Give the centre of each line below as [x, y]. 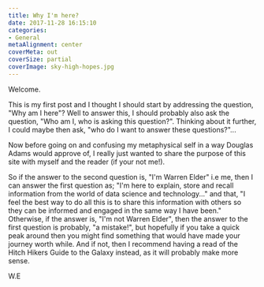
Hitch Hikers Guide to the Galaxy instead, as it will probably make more [123, 252]
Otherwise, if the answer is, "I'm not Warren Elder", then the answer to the [128, 218]
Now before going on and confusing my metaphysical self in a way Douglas [131, 145]
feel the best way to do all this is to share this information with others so [125, 202]
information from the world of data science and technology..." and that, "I [127, 193]
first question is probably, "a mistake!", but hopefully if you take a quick [124, 227]
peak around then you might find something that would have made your [124, 235]
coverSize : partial [40, 60]
